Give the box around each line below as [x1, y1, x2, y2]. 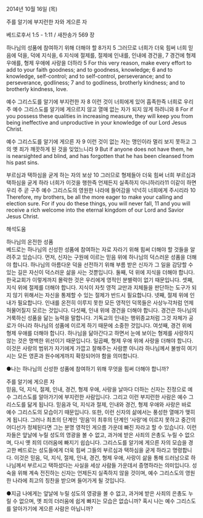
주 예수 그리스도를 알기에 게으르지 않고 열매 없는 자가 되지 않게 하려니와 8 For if [6, 106, 194, 112]
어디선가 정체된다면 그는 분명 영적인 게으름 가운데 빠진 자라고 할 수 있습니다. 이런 [6, 424, 197, 430]
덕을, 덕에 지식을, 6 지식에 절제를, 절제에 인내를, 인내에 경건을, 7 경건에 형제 [17, 52, 196, 59]
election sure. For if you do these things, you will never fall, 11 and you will [6, 200, 191, 207]
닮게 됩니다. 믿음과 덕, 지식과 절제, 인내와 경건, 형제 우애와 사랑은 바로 [27, 401, 192, 408]
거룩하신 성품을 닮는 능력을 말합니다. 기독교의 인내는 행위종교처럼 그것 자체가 [6, 314, 188, 321]
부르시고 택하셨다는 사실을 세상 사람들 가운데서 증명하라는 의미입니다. [27, 461, 191, 469]
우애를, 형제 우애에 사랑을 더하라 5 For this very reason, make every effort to [6, 60, 192, 66]
